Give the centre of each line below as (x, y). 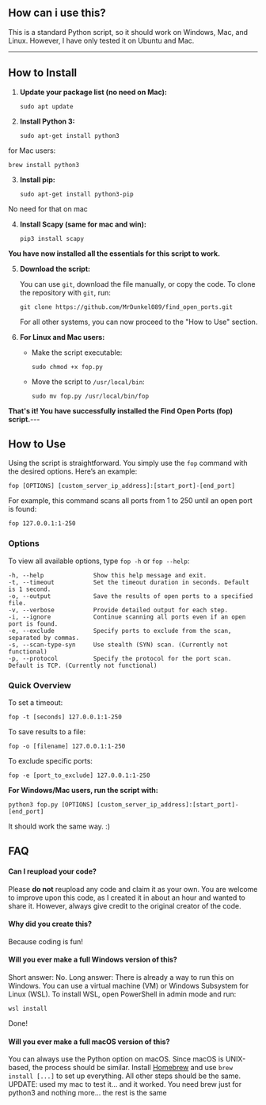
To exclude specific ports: (51, 761)
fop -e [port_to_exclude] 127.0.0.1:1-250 (79, 775)
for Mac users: (32, 151)
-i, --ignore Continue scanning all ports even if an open (127, 617)
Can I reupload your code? (53, 871)
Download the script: (55, 269)
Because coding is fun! (46, 941)
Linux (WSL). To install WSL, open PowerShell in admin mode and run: (122, 994)
